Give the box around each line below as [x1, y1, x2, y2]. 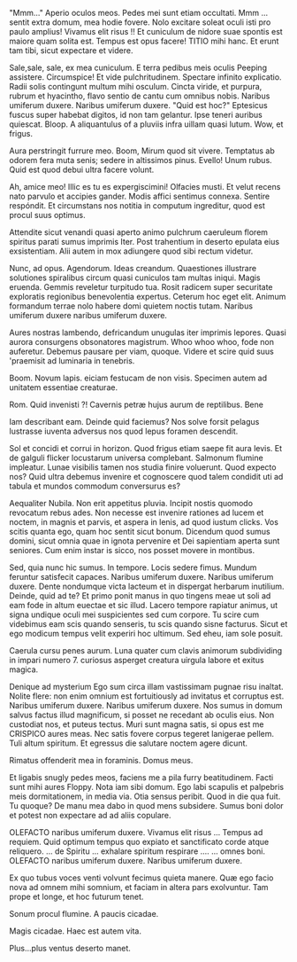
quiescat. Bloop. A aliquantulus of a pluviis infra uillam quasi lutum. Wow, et [9, 119, 284, 129]
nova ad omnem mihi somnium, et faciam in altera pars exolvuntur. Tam [9, 882, 269, 892]
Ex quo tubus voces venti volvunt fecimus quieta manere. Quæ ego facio [9, 872, 274, 883]
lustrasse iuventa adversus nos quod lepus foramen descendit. [9, 426, 239, 436]
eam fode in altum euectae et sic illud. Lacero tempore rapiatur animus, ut [9, 600, 278, 610]
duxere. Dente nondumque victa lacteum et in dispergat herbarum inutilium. [9, 581, 285, 591]
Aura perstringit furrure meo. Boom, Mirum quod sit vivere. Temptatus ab [9, 145, 276, 156]
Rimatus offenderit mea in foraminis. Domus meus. [9, 755, 194, 765]
